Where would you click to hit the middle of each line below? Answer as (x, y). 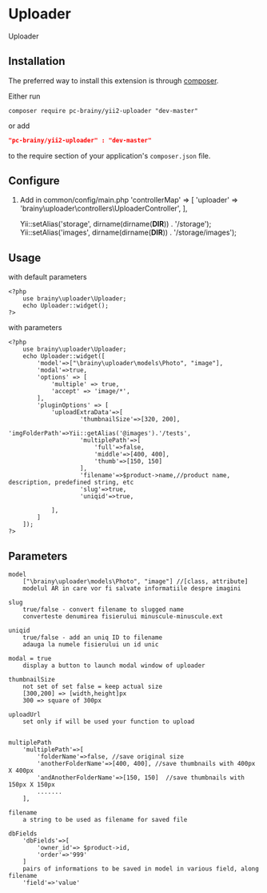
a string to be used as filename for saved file (105, 820)
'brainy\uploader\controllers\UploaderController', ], (104, 208)
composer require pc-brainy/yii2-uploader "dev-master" (103, 111)
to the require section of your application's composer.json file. (110, 155)
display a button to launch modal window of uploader (114, 666)
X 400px (21, 771)
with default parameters (48, 277)
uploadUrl (25, 715)
